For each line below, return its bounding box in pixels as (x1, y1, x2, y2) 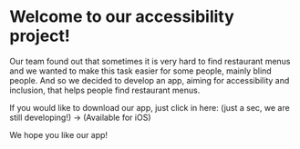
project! (9, 25, 70, 46)
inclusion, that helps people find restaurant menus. (9, 84, 201, 95)
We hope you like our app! (9, 129, 108, 140)
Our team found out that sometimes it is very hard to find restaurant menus (9, 55, 291, 66)
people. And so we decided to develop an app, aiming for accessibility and (9, 74, 290, 85)
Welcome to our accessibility (9, 6, 234, 27)
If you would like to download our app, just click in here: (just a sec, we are (9, 102, 290, 113)
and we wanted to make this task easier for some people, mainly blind (9, 65, 272, 76)
